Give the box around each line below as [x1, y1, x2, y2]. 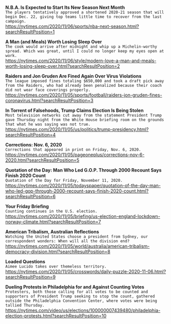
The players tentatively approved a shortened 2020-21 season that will [5, 10, 164, 15]
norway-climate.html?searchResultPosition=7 [5, 219, 101, 225]
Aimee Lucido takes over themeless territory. [5, 264, 107, 269]
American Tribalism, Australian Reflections [5, 228, 99, 235]
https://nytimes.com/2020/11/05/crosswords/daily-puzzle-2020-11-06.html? [5, 269, 166, 274]
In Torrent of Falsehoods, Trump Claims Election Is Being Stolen [5, 107, 144, 113]
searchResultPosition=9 [5, 274, 56, 280]
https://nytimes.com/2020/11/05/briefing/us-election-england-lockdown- [5, 213, 161, 219]
